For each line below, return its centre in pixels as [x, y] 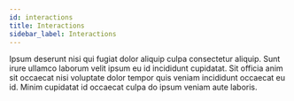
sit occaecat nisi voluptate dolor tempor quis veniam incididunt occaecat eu [147, 78]
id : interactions [41, 17]
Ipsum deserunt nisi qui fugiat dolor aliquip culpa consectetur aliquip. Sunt [145, 59]
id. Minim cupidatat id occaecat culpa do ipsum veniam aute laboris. [134, 87]
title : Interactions [47, 26]
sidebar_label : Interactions [63, 34]
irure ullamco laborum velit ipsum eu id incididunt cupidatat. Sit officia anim [146, 68]
